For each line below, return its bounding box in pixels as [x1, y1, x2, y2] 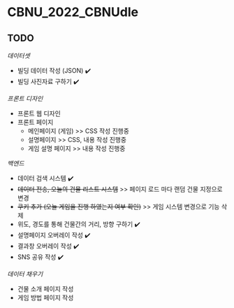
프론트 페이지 [17, 118, 54, 126]
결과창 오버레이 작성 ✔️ [17, 242, 80, 250]
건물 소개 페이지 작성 [17, 285, 74, 293]
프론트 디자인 [7, 94, 43, 102]
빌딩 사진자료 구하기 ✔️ [17, 78, 80, 85]
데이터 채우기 [7, 270, 43, 278]
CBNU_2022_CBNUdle [7, 4, 138, 20]
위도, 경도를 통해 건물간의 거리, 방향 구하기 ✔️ [17, 220, 141, 228]
